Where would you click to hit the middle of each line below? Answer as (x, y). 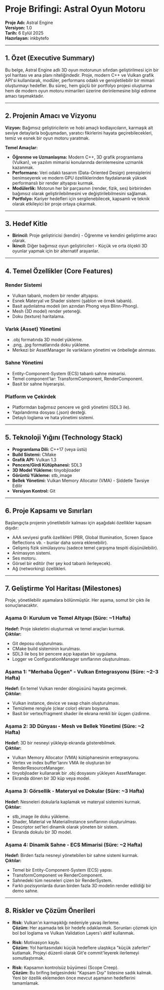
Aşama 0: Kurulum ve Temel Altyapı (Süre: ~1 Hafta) (68, 618)
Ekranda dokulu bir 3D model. (42, 832)
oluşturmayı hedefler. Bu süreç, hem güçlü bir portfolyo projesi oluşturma (79, 85)
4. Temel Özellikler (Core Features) (59, 271)
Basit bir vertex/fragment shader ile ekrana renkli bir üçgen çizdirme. (81, 713)
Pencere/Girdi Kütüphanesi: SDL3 (47, 465)
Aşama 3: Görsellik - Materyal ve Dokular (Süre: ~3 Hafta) (75, 791)
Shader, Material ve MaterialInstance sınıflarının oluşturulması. (75, 821)
